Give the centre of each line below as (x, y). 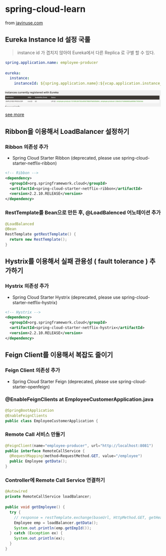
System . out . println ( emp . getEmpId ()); (53, 528)
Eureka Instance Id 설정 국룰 (48, 40)
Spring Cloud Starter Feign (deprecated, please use (65, 381)
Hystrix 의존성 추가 (27, 286)
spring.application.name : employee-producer (52, 62)
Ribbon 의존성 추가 (27, 147)
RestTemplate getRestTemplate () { (41, 234)
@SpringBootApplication (30, 410)
